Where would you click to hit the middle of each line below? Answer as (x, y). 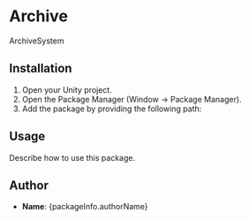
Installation (41, 68)
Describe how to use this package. (72, 157)
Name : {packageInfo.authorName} (85, 207)
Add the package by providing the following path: (112, 109)
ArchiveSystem (37, 41)
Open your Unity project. (67, 89)
